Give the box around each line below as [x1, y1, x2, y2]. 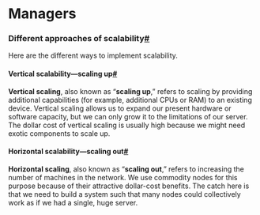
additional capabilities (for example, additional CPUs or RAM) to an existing [8, 95, 253, 104]
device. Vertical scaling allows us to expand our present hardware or [8, 104, 232, 113]
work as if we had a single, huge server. [8, 198, 138, 207]
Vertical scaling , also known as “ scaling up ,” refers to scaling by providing [8, 86, 253, 96]
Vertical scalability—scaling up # [8, 69, 118, 79]
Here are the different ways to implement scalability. [8, 51, 178, 60]
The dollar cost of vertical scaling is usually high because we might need [8, 120, 246, 130]
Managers [8, 5, 77, 23]
